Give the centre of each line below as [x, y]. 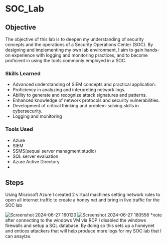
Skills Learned [23, 73]
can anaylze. [18, 236]
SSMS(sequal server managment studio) [54, 151]
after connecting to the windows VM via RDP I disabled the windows [76, 220]
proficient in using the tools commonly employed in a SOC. [66, 60]
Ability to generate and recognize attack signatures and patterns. [79, 95]
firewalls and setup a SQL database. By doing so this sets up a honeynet [80, 225]
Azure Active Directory [36, 161]
